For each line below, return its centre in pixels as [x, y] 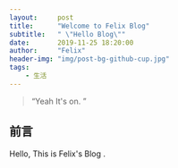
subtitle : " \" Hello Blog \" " [68, 34]
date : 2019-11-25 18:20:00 [72, 42]
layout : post [42, 17]
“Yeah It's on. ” [59, 101]
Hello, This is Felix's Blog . [57, 154]
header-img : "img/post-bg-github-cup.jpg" [89, 59]
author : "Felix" [48, 51]
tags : [19, 68]
